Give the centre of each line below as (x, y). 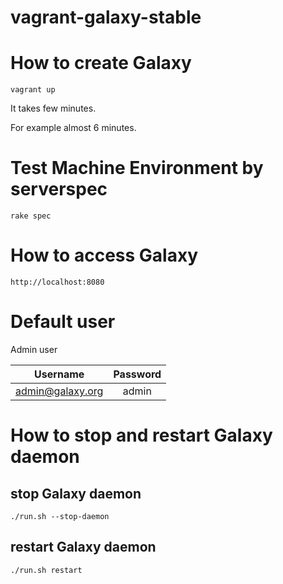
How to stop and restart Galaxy (141, 435)
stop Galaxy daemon (76, 493)
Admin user (34, 349)
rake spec (31, 216)
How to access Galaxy (104, 255)
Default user (63, 322)
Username (59, 374)
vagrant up (33, 90)
